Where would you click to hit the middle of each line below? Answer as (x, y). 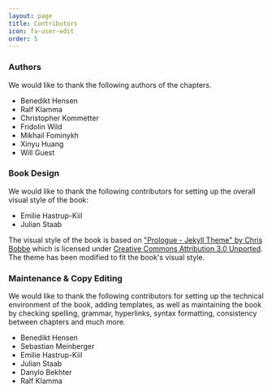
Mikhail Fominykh (50, 135)
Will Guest (37, 152)
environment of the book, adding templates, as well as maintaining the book (135, 305)
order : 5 (23, 39)
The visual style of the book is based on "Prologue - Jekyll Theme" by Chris (136, 240)
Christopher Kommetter (59, 118)
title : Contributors (43, 24)
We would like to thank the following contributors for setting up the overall (132, 191)
